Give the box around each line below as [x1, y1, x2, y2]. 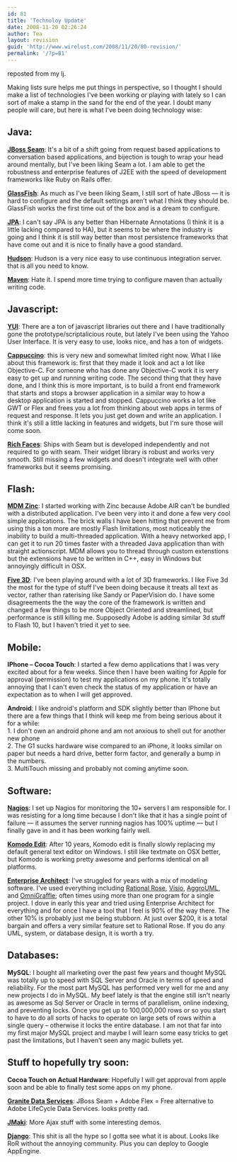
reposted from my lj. [7, 69, 67, 78]
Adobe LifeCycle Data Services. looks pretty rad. [7, 1104, 150, 1112]
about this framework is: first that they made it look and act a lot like [7, 359, 205, 367]
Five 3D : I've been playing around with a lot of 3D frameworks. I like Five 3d [7, 575, 229, 585]
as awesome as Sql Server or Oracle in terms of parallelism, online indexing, [7, 998, 229, 1007]
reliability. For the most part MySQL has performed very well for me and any [7, 983, 229, 992]
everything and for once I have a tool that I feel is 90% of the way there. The [7, 906, 230, 915]
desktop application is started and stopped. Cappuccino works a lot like [7, 396, 216, 405]
